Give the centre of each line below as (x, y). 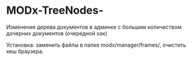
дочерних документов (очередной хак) (57, 33)
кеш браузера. (25, 51)
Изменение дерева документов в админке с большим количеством (94, 27)
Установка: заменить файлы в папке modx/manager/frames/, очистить (96, 45)
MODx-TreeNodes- (55, 10)
